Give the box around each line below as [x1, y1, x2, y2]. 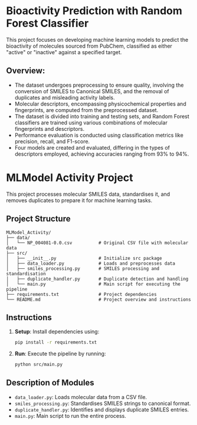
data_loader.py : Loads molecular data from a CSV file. [14, 393, 147, 400]
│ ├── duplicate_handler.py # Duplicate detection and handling [6, 276, 189, 282]
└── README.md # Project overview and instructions [6, 296, 192, 302]
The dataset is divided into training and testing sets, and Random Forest [14, 113, 190, 120]
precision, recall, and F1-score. [14, 137, 90, 145]
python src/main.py [14, 361, 63, 368]
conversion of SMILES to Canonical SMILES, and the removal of [14, 87, 169, 95]
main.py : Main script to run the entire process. [14, 412, 127, 419]
